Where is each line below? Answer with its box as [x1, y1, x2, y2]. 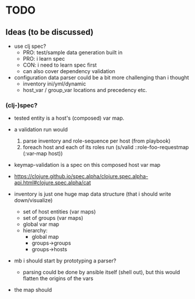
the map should [14, 287, 52, 294]
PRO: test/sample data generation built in [22, 49, 123, 56]
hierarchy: [22, 227, 48, 234]
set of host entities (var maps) [22, 208, 96, 215]
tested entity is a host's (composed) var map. [14, 114, 124, 121]
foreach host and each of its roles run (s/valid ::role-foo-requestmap [22, 144, 189, 151]
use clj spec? [14, 42, 47, 50]
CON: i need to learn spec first [22, 61, 97, 68]
